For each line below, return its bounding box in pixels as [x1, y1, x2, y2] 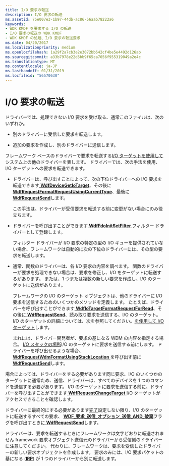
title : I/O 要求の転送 [5, 7, 49, 13]
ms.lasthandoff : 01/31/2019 [5, 69, 65, 74]
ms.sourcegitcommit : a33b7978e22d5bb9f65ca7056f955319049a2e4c [5, 54, 141, 60]
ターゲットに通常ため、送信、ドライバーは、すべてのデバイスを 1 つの [5, 377, 150, 383]
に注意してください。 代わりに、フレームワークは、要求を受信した [5, 443, 143, 449]
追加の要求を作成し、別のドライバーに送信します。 [12, 142, 119, 148]
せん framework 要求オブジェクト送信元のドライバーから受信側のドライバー [5, 436, 163, 442]
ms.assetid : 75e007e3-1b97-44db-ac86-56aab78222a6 [5, 17, 114, 22]
